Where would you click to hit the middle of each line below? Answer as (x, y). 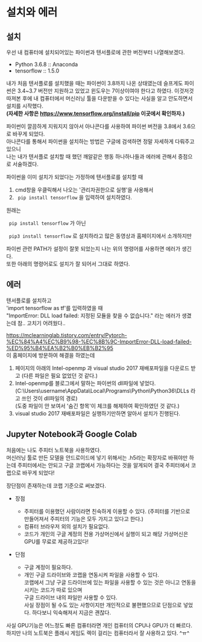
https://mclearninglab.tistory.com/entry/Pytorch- (67, 335)
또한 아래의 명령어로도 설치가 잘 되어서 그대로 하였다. (68, 264)
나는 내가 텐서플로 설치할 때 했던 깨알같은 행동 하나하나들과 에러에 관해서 (91, 157)
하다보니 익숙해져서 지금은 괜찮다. (72, 612)
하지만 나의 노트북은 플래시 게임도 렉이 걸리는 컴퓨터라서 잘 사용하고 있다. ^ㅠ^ (98, 633)
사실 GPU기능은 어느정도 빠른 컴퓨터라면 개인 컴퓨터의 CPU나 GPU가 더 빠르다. (99, 625)
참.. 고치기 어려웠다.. (41, 323)
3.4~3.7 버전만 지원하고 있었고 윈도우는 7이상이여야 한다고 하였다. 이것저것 (106, 91)
